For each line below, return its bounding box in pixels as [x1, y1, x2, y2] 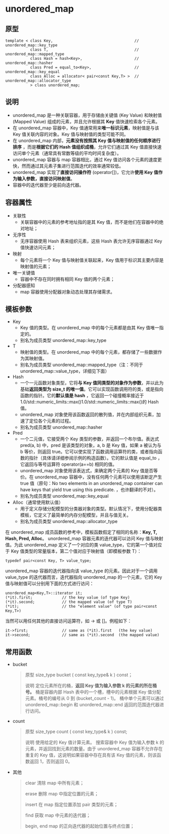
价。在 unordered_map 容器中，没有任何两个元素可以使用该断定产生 [20, 474, 162, 480]
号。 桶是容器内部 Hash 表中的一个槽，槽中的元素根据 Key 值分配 [25, 689, 161, 695]
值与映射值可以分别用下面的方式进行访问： [5, 580, 94, 586]
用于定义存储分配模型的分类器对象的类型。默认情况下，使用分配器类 [20, 506, 162, 512]
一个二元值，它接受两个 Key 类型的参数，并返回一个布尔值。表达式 [20, 436, 159, 442]
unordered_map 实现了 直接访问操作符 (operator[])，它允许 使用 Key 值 [12, 169, 158, 175]
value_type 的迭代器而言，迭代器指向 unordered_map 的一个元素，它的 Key [5, 574, 162, 580]
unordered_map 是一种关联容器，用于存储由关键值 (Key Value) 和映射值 [12, 112, 162, 118]
